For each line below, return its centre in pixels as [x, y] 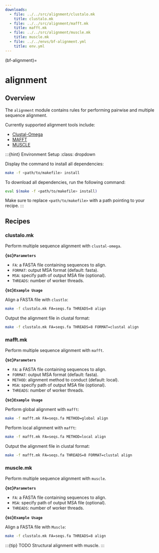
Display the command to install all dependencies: [55, 164]
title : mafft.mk [31, 28]
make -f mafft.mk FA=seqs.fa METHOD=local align [56, 437]
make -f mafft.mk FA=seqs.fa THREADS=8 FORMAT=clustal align [69, 455]
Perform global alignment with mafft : [42, 409]
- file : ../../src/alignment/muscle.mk [50, 32]
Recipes [18, 221]
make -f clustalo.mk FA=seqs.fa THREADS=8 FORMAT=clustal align [72, 327]
